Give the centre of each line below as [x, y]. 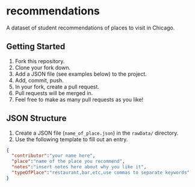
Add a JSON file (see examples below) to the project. [81, 74]
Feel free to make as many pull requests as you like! [79, 99]
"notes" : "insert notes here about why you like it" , [79, 167]
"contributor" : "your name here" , [54, 156]
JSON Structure [36, 118]
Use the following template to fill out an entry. [71, 139]
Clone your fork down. [43, 67]
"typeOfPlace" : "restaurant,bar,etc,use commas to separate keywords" [101, 173]
